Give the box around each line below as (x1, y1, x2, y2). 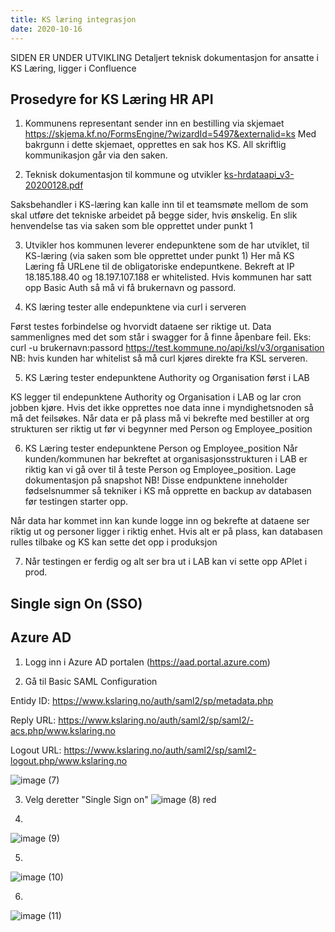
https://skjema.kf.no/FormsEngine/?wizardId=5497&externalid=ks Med (24, 128, 317, 140)
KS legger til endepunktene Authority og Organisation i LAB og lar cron (10, 391, 302, 403)
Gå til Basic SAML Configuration (24, 675, 158, 687)
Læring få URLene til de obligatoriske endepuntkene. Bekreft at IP (24, 261, 295, 273)
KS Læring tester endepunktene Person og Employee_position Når (24, 442, 298, 455)
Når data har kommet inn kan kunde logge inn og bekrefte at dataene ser (10, 515, 310, 527)
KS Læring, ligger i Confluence (10, 62, 137, 74)
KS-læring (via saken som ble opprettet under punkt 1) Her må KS (24, 250, 295, 262)
